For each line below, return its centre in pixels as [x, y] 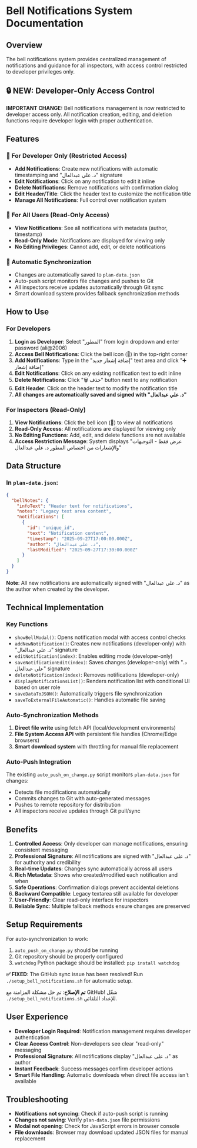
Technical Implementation [55, 608]
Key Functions [27, 624]
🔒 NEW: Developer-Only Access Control [80, 91]
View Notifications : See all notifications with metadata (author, [91, 228]
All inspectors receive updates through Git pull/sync [77, 811]
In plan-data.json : [32, 483]
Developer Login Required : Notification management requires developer [103, 1031]
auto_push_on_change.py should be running [66, 950]
